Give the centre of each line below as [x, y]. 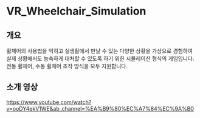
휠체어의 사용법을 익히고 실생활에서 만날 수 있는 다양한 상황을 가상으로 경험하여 [100, 51]
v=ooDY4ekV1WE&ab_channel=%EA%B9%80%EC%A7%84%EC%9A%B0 [100, 108]
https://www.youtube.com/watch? [49, 102]
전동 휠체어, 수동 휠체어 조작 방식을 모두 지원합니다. [67, 66]
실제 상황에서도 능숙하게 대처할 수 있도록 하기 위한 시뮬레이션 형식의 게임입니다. [100, 58]
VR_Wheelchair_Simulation [76, 11]
